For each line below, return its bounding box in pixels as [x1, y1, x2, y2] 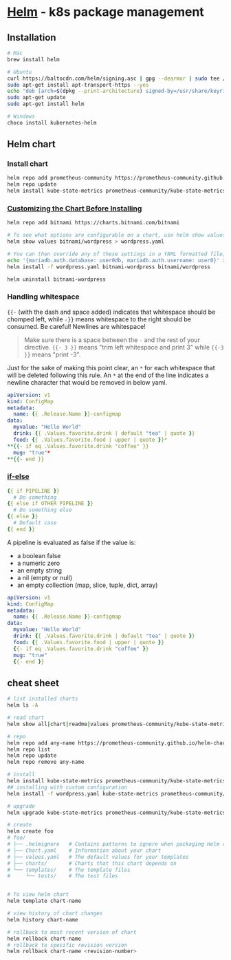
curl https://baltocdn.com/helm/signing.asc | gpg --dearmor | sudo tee [7, 75, 220, 82]
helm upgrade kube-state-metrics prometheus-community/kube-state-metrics [7, 809, 226, 816]
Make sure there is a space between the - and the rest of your [23, 335, 201, 344]
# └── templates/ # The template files [7, 866, 131, 873]
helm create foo [7, 828, 54, 835]
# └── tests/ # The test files [7, 873, 118, 879]
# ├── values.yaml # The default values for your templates [7, 853, 189, 860]
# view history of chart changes [7, 910, 103, 917]
